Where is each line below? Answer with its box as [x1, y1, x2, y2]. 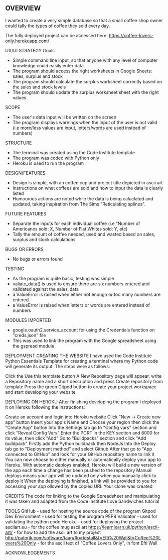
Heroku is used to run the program [12, 160, 84, 166]
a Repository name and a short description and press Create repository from [5, 378, 163, 384]
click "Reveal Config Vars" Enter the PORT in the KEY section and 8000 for [5, 429, 159, 436]
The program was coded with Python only [12, 155, 99, 161]
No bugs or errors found [12, 256, 63, 262]
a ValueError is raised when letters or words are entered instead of [12, 302, 150, 308]
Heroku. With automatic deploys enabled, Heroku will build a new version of [5, 462, 162, 468]
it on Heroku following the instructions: [5, 404, 85, 410]
